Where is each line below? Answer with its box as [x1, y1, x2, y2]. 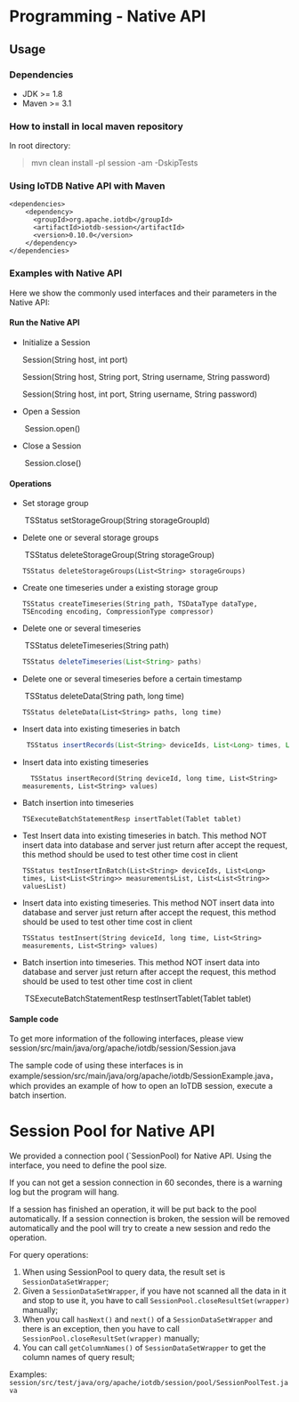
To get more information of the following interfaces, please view [9, 1034, 244, 1044]
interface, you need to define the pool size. [9, 1160, 167, 1171]
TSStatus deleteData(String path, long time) [24, 691, 185, 702]
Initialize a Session [21, 336, 91, 348]
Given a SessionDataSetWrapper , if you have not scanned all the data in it [21, 1285, 287, 1296]
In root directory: [9, 141, 71, 151]
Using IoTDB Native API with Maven [9, 180, 166, 192]
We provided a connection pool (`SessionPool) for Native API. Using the [9, 1150, 272, 1162]
